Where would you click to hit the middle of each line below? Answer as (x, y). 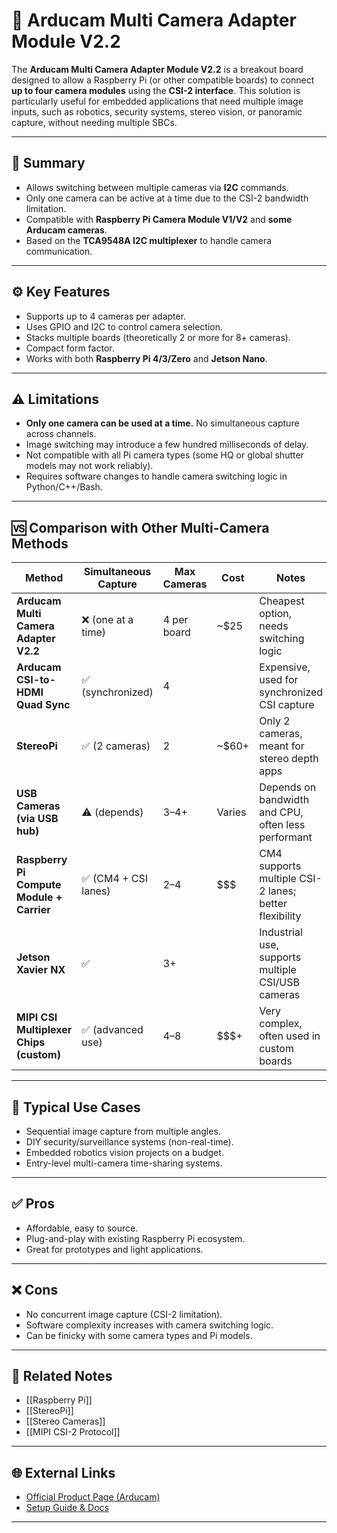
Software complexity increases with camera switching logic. (149, 1325)
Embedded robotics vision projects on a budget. (124, 1152)
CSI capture (287, 705)
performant (286, 837)
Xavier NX (41, 970)
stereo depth (289, 759)
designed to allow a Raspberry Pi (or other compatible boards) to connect (163, 80)
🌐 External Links (63, 1472)
